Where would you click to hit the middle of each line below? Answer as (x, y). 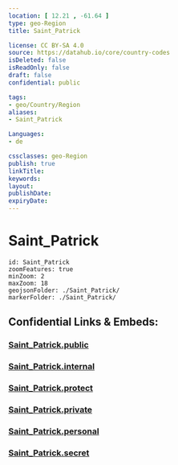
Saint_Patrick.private (50, 409)
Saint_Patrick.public (49, 345)
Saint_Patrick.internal (51, 367)
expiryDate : (28, 201)
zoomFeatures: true (41, 269)
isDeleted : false (37, 60)
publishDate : (30, 194)
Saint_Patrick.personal (54, 431)
